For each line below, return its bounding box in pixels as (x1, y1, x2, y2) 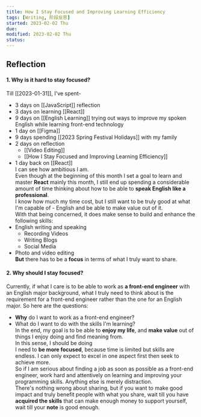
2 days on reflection (14, 140, 65, 147)
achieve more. (14, 358, 51, 366)
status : (6, 37, 26, 43)
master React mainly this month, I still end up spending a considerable (14, 178, 190, 186)
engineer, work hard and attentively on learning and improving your (14, 371, 182, 378)
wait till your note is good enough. (14, 403, 100, 411)
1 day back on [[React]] (14, 159, 73, 166)
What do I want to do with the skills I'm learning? (14, 320, 135, 327)
